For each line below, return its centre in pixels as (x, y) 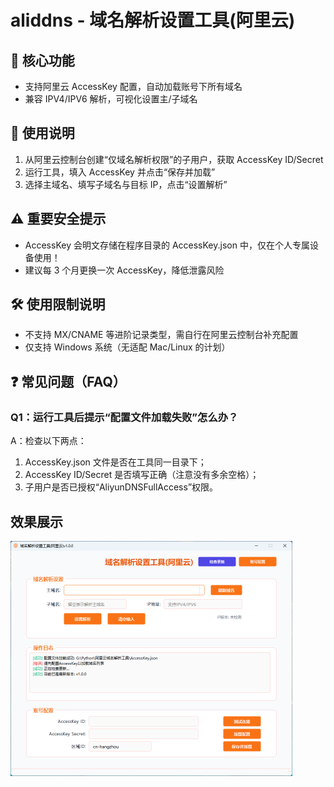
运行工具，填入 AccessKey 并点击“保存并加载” (120, 172)
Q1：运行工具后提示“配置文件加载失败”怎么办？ (124, 417)
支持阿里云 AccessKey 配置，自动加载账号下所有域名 (133, 86)
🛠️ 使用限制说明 (58, 304)
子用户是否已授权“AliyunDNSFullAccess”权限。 (121, 487)
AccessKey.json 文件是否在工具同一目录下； (115, 462)
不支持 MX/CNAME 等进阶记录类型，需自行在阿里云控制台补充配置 (161, 335)
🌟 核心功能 (42, 60)
